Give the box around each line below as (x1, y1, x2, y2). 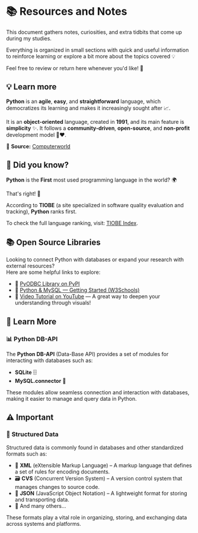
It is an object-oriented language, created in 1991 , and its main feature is (6, 118, 185, 125)
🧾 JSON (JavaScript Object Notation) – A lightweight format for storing (14, 490, 188, 497)
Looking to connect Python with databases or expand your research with (6, 256, 184, 263)
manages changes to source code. (14, 483, 100, 490)
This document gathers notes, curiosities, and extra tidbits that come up (6, 28, 183, 36)
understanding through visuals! (14, 299, 91, 307)
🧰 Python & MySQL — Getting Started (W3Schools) (14, 286, 140, 294)
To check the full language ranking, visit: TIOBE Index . (6, 219, 138, 226)
